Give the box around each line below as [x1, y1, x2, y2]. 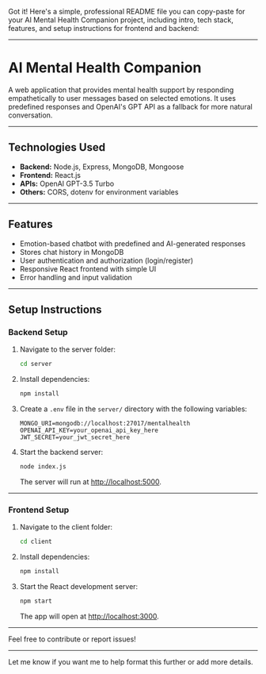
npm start [19, 597, 53, 605]
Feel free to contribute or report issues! [8, 634, 136, 644]
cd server [19, 360, 53, 368]
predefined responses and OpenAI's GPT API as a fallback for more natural [8, 102, 253, 111]
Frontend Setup [8, 504, 70, 515]
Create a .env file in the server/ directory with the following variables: [19, 404, 248, 414]
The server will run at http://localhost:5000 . [19, 476, 162, 487]
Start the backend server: [19, 448, 104, 456]
